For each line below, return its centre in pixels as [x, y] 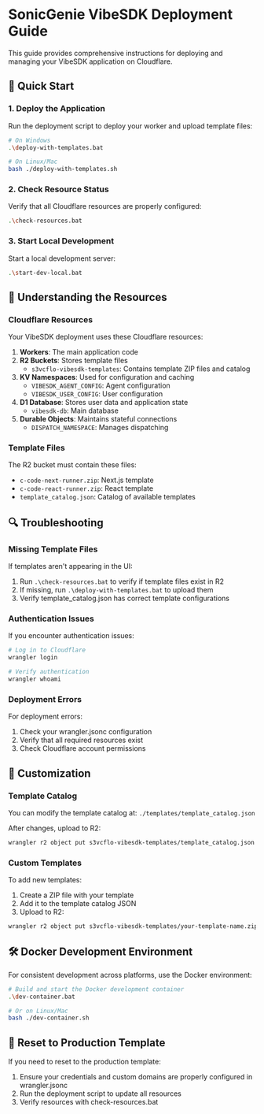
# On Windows [29, 140]
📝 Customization [49, 773]
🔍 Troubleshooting [56, 523]
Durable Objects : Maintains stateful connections [98, 419]
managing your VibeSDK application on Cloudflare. [90, 61]
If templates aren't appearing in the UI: [71, 566]
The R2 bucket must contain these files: [73, 465]
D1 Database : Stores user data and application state [104, 403]
